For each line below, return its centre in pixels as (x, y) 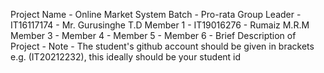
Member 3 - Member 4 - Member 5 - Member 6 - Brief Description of (153, 35)
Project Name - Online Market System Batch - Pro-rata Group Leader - (156, 14)
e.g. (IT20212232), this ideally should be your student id (126, 57)
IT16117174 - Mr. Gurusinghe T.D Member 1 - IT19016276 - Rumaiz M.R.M (160, 25)
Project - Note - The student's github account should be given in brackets (162, 46)
